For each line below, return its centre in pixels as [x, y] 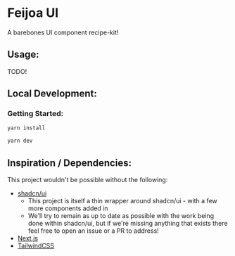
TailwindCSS [36, 245]
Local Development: [52, 94]
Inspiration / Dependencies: [70, 163]
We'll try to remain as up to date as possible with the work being [121, 216]
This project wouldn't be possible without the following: [88, 180]
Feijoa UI [33, 13]
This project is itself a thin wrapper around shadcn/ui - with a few [123, 201]
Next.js [28, 238]
